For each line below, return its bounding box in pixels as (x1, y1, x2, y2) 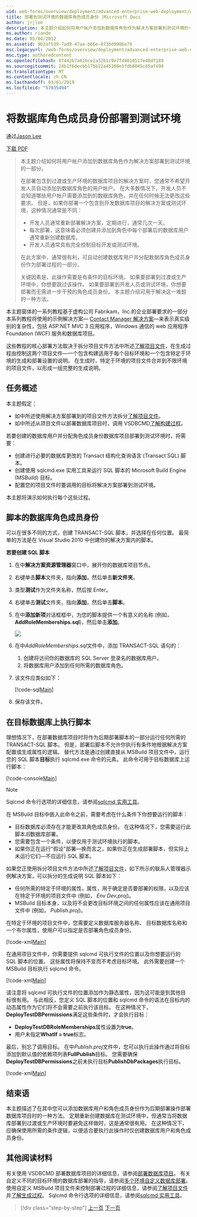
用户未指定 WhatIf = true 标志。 (14, 1031, 89, 1038)
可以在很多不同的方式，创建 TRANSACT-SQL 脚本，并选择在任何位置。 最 (6, 529, 184, 536)
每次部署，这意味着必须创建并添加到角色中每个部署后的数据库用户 (29, 227, 189, 234)
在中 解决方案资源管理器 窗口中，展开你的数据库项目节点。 (14, 562, 154, 569)
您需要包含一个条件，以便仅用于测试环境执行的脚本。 (14, 838, 144, 845)
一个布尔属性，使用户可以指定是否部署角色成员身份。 (6, 927, 135, 934)
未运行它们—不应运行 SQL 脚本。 (14, 853, 95, 860)
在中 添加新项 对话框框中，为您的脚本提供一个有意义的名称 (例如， (14, 611, 172, 618)
